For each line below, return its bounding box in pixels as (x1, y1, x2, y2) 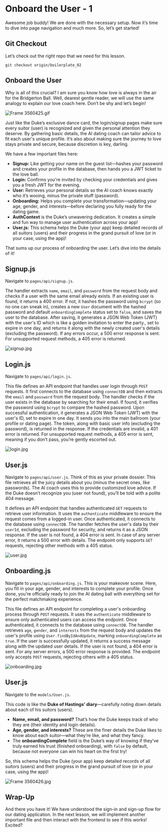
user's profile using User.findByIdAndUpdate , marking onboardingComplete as (5, 632, 162, 638)
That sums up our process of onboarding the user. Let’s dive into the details (5, 245, 161, 251)
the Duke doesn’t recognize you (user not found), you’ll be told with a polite (5, 490, 161, 496)
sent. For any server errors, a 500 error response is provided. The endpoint (5, 648, 160, 654)
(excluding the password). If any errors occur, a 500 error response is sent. (5, 330, 160, 336)
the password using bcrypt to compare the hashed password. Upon (5, 405, 144, 411)
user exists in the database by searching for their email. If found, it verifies (5, 399, 158, 405)
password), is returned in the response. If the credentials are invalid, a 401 (5, 426, 158, 432)
